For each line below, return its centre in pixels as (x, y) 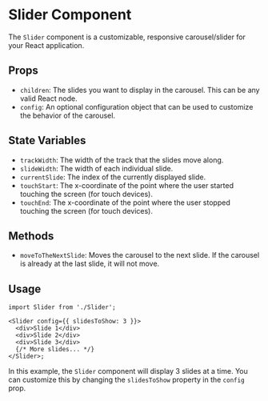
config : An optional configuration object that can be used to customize (136, 106)
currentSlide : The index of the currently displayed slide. (113, 177)
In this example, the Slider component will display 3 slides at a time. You (128, 371)
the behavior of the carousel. (68, 115)
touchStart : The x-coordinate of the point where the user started (127, 185)
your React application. (46, 45)
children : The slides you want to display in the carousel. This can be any (140, 90)
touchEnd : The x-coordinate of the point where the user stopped (125, 203)
